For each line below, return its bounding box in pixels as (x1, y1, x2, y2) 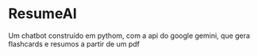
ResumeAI (8, 5, 77, 23)
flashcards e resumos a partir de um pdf (8, 39, 141, 48)
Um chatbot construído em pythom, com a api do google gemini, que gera (8, 31, 250, 40)
